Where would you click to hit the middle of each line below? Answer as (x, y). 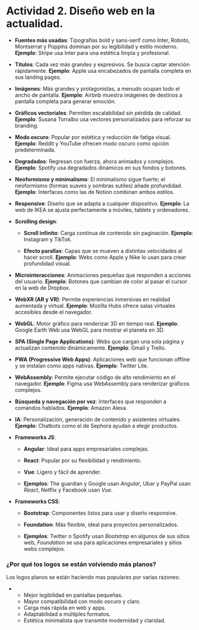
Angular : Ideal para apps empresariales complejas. (86, 449)
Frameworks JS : (35, 437)
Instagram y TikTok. (48, 239)
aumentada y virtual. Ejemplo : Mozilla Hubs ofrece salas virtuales (95, 305)
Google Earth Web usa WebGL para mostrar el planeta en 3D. (90, 330)
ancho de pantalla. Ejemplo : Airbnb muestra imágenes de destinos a (99, 95)
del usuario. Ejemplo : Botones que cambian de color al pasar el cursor (101, 281)
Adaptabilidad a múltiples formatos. (67, 614)
